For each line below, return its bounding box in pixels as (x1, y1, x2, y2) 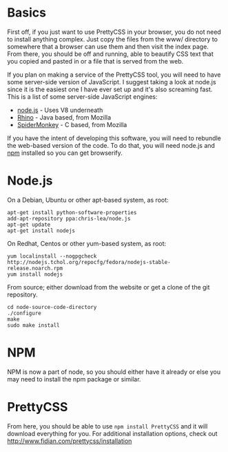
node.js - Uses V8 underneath (17, 106, 103, 114)
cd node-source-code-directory (7, 303, 97, 310)
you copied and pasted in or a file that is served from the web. (7, 57, 184, 65)
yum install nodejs (7, 271, 63, 278)
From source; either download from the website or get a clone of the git (7, 283, 210, 291)
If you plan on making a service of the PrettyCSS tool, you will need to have (7, 70, 221, 79)
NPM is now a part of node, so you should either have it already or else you (7, 368, 221, 376)
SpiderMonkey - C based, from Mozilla (17, 120, 127, 129)
